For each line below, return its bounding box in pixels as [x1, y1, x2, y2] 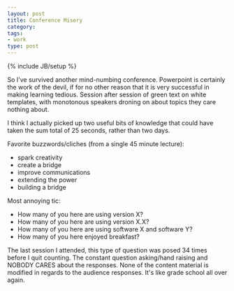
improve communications [17, 169, 91, 176]
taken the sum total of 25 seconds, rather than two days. [7, 127, 170, 134]
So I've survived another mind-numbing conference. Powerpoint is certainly [7, 76, 226, 84]
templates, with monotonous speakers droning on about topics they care [7, 98, 217, 106]
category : [7, 23, 36, 30]
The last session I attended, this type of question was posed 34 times [7, 246, 207, 254]
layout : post [7, 10, 45, 17]
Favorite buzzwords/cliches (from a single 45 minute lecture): [7, 140, 184, 148]
